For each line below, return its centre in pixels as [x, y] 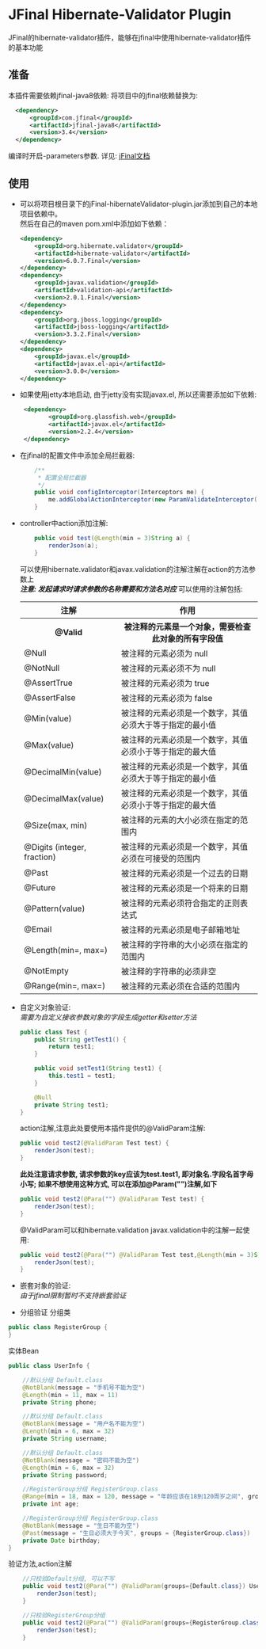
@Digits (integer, [55, 847]
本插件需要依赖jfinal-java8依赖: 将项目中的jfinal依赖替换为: [103, 95]
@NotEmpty [46, 970]
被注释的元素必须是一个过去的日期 [184, 873]
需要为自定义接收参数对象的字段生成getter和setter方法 [108, 1017]
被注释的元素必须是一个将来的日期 [184, 888]
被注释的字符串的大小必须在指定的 [184, 944]
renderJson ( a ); [74, 545]
